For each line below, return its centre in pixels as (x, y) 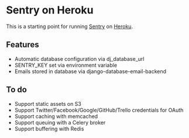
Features (23, 45)
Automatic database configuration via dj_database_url (79, 58)
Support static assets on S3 (48, 103)
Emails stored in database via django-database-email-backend (90, 71)
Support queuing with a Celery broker (60, 122)
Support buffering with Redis (49, 129)
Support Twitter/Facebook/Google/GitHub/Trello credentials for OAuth (99, 110)
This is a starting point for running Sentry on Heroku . (70, 26)
